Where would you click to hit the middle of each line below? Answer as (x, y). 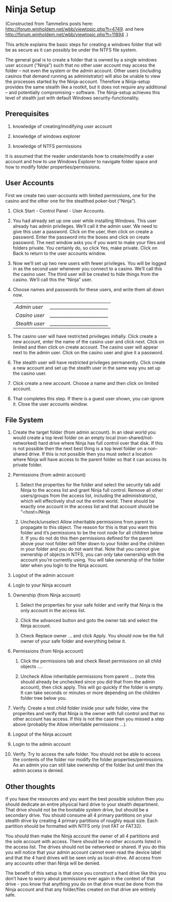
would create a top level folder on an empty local (64, 438)
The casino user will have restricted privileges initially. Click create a (85, 336)
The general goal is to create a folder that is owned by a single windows (81, 59)
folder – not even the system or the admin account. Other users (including (83, 71)
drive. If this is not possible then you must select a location (91, 454)
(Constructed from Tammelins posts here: (49, 24)
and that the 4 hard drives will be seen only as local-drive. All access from (83, 858)
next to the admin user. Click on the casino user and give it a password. (88, 352)
